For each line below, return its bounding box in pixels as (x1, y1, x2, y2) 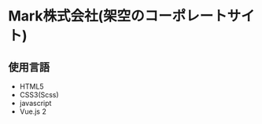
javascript (19, 99, 52, 108)
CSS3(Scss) (19, 90, 59, 99)
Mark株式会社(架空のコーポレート (8, 7, 227, 25)
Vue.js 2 (19, 107, 47, 116)
